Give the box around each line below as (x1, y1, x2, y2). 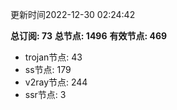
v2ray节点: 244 (24, 76, 88, 88)
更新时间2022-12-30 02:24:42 (10, 9, 136, 20)
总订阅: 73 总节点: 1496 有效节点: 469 (10, 30, 168, 42)
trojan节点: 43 (24, 51, 83, 63)
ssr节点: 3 (24, 89, 67, 100)
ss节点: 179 (24, 64, 72, 75)
